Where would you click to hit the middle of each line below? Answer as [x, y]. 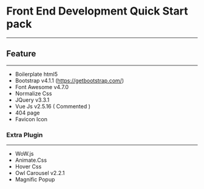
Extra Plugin [25, 134]
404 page [27, 113]
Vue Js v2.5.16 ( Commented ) [53, 106]
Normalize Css [33, 93]
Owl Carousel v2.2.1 [40, 173]
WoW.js [24, 154]
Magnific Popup [35, 179]
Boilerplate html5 [36, 74]
